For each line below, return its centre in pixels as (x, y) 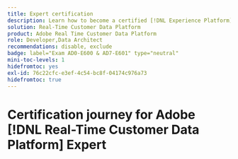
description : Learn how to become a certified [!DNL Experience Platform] (120, 20)
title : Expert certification (50, 14)
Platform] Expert (57, 145)
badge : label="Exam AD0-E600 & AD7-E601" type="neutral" (93, 54)
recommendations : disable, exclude (60, 47)
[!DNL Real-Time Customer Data (103, 130)
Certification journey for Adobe (102, 114)
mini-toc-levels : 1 (36, 60)
